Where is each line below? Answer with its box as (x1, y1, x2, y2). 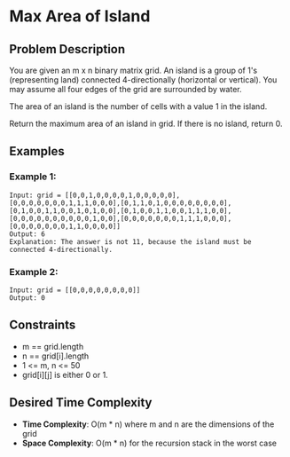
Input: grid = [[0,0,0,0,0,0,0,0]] (9, 286, 141, 295)
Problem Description (9, 42, 126, 57)
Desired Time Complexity (9, 395, 153, 410)
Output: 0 (9, 293, 46, 303)
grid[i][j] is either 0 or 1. (21, 369, 108, 380)
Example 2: (9, 265, 59, 278)
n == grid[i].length (21, 351, 90, 361)
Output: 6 (9, 229, 46, 239)
